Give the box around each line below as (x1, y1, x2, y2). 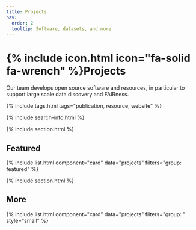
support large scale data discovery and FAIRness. (6, 91, 129, 98)
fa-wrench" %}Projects (6, 64, 126, 78)
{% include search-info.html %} (6, 114, 85, 121)
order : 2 (11, 20, 34, 26)
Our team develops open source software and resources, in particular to (6, 84, 185, 92)
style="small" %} (6, 217, 49, 224)
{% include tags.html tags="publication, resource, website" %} (6, 102, 162, 110)
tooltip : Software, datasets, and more (11, 25, 112, 32)
